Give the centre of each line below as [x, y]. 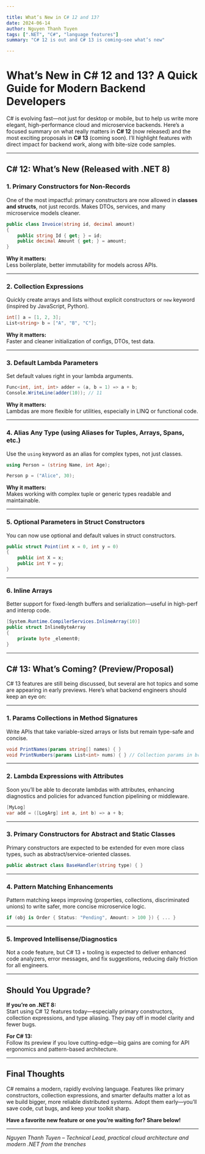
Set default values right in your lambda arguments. [70, 376]
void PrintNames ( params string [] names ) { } [64, 749]
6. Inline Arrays [30, 590]
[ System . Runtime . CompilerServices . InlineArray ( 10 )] [73, 622]
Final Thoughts [36, 1074]
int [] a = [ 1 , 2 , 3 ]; [34, 318]
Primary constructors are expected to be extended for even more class [95, 847]
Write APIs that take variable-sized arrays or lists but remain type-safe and [100, 731]
